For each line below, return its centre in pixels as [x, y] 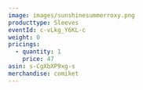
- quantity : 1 [38, 52]
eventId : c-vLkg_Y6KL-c [47, 30]
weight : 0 [24, 37]
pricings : [24, 45]
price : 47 [38, 59]
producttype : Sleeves [44, 23]
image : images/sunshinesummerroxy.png [71, 15]
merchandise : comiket [44, 74]
